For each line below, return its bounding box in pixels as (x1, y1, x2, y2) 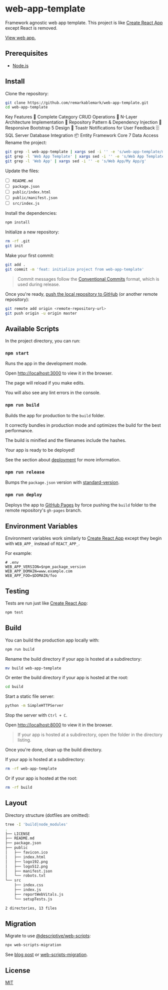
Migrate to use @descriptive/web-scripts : (5, 933, 91, 939)
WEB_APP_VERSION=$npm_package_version (5, 564, 86, 570)
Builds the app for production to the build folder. (5, 412, 105, 418)
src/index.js (12, 201, 40, 206)
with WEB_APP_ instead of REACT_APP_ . (5, 541, 80, 547)
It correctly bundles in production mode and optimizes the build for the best (5, 422, 161, 428)
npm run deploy (5, 492, 42, 498)
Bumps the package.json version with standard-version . (5, 479, 120, 485)
